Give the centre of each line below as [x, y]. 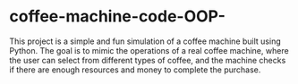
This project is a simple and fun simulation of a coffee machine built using [145, 41]
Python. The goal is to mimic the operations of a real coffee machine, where [149, 50]
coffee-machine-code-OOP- [118, 17]
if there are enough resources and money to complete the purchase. [135, 70]
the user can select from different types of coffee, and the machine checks [148, 60]
